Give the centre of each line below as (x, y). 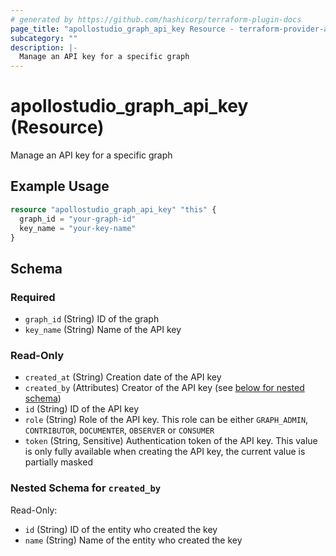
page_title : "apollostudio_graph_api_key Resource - (122, 29)
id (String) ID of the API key (82, 409)
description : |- (44, 47)
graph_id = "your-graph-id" (78, 219)
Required (33, 297)
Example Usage (60, 186)
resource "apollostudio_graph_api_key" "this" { (113, 209)
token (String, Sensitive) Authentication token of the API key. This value (171, 441)
